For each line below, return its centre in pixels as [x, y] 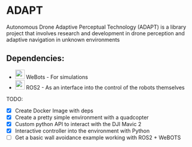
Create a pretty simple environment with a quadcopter [82, 117]
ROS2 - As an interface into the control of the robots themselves [105, 87]
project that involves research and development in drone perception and [95, 33]
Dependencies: [35, 58]
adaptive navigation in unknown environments [63, 39]
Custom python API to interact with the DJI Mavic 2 [78, 124]
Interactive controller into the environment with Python [82, 131]
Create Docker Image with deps [54, 111]
